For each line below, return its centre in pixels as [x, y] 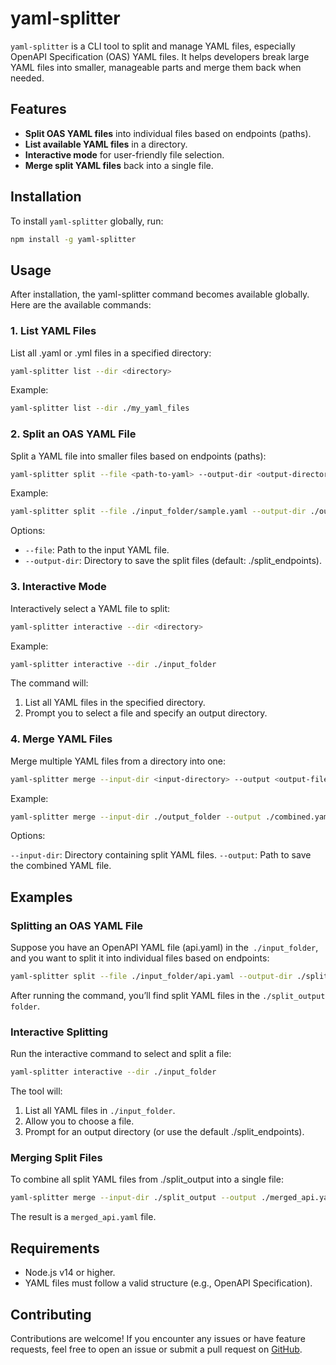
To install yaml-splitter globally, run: [87, 221]
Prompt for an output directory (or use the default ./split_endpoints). [164, 1132]
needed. [27, 78]
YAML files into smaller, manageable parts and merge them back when [156, 67]
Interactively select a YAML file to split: [90, 608]
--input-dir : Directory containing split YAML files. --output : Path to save [161, 855]
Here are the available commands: [81, 305]
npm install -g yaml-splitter [73, 239]
